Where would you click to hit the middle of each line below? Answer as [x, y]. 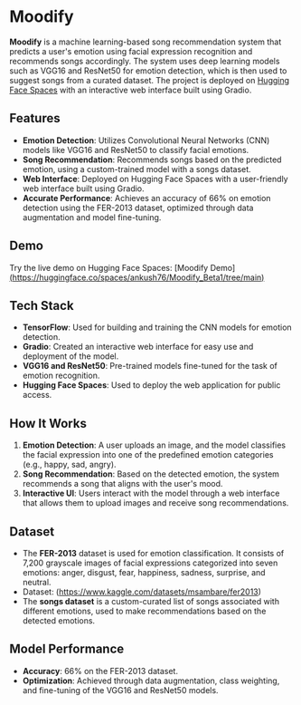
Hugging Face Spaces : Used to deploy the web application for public [151, 385]
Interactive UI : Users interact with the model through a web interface [151, 493]
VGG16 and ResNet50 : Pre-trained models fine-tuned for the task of [150, 366]
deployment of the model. [71, 356]
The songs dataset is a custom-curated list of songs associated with [151, 601]
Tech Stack [42, 305]
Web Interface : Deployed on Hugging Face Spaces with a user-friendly [155, 179]
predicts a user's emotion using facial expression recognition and [131, 51]
